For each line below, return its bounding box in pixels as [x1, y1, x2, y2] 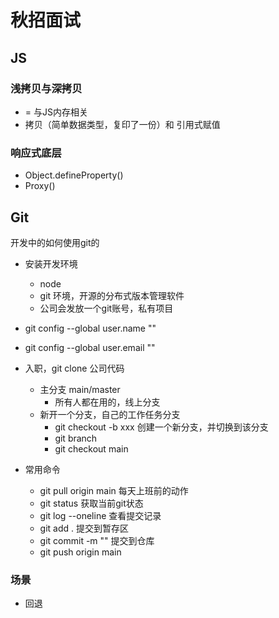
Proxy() [24, 180, 56, 192]
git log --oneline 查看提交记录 [39, 509, 162, 521]
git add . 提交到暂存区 [39, 522, 130, 534]
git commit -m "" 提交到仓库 [39, 534, 155, 546]
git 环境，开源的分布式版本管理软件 [39, 289, 185, 301]
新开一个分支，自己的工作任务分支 [39, 408, 181, 420]
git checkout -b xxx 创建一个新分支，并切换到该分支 [54, 421, 269, 433]
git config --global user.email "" [24, 341, 156, 353]
